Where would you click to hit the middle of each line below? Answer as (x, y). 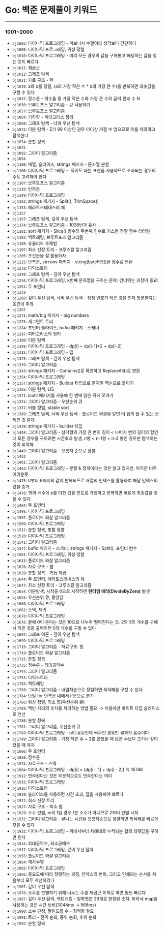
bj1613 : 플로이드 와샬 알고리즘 (41, 560)
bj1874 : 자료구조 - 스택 (34, 764)
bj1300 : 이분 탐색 (29, 340)
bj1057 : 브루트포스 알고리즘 (39, 111)
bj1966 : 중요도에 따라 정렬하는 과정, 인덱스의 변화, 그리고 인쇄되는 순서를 (82, 874)
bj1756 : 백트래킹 (28, 683)
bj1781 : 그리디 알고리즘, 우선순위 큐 (46, 727)
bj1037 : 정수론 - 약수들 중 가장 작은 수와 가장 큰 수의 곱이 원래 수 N (76, 98)
